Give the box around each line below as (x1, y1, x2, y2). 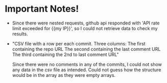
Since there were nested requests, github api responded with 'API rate (12, 20, 160, 26)
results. (12, 31, 29, 37)
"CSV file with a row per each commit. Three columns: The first (12, 40, 146, 46)
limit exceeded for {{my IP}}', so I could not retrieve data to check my (12, 25, 158, 31)
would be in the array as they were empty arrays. (12, 72, 116, 78)
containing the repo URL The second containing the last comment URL (12, 46, 161, 52)
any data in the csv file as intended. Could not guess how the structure (12, 67, 161, 73)
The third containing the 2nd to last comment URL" (12, 51, 119, 58)
